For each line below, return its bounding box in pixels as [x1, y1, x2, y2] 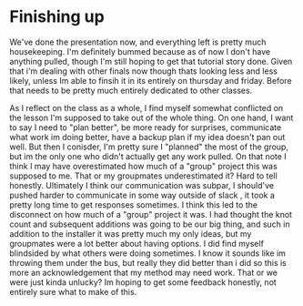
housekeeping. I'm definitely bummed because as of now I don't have [9, 46, 271, 56]
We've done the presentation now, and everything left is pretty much [9, 36, 267, 47]
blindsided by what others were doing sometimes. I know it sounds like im [9, 248, 287, 259]
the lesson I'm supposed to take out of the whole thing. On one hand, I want [9, 112, 294, 123]
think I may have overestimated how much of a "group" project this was [9, 160, 278, 171]
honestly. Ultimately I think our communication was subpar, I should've [9, 179, 275, 190]
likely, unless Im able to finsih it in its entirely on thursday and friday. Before [9, 75, 293, 86]
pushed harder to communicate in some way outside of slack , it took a [9, 189, 276, 200]
